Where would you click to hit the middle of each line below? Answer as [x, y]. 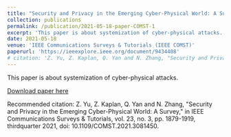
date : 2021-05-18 [32, 39]
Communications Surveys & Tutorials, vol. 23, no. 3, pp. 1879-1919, [101, 119]
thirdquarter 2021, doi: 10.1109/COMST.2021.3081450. [83, 126]
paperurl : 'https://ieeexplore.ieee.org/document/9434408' [93, 52]
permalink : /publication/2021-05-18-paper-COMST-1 [81, 26]
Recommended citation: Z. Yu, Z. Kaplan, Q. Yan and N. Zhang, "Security [110, 104]
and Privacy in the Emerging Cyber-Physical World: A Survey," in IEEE [106, 111]
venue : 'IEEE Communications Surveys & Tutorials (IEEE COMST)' [101, 45]
